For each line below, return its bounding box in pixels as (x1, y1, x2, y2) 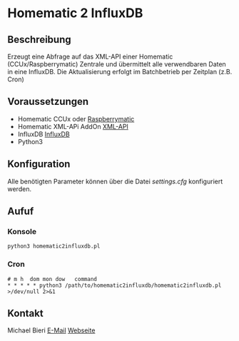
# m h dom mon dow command (7, 275, 98, 283)
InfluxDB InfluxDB (17, 130, 70, 138)
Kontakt (7, 307, 44, 319)
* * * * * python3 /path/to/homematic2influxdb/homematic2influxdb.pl (7, 282, 222, 289)
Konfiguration (7, 158, 71, 170)
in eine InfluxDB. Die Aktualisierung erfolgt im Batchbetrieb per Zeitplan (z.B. (7, 68, 233, 76)
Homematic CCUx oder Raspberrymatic (17, 114, 135, 123)
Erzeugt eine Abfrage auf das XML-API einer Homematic (7, 52, 173, 61)
